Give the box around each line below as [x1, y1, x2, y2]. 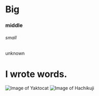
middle [5, 22, 23, 29]
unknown [5, 50, 25, 57]
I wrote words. [5, 68, 67, 80]
